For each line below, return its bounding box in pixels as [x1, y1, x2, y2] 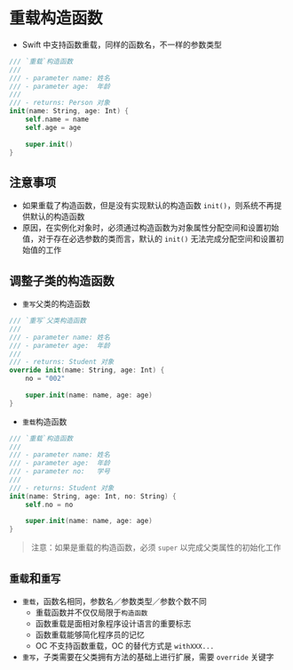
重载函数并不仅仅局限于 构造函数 [35, 607, 148, 618]
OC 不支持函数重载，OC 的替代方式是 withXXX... [35, 641, 215, 650]
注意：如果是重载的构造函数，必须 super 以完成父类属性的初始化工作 [30, 542, 281, 553]
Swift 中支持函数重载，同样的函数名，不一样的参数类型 [21, 39, 222, 50]
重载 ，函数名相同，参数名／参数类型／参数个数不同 [21, 596, 207, 606]
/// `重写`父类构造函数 [9, 317, 87, 326]
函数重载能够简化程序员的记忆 [35, 629, 145, 640]
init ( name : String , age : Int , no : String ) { [9, 491, 177, 501]
